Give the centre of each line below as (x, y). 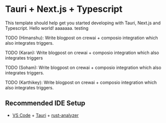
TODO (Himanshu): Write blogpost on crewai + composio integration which (82, 38)
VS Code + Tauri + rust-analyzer (45, 115)
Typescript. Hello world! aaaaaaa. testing (47, 28)
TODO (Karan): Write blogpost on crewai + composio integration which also (82, 53)
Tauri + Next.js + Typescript (64, 9)
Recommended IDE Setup (45, 103)
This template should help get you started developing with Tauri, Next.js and (83, 23)
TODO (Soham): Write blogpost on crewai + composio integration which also (83, 67)
